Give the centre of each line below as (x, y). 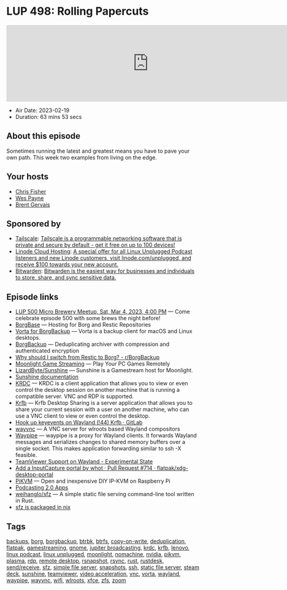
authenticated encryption (47, 351)
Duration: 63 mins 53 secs (48, 117)
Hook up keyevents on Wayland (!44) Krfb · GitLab (79, 423)
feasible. (26, 455)
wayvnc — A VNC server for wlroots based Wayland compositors (98, 429)
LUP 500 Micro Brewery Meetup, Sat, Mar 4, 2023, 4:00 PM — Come (102, 312)
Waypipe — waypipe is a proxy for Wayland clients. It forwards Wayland (106, 435)
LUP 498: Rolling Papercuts (78, 11)
